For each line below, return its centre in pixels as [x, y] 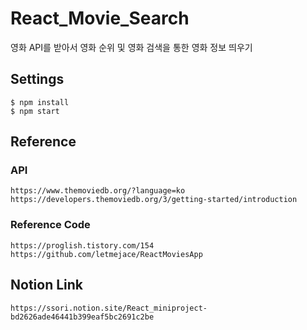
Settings [37, 79]
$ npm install [40, 102]
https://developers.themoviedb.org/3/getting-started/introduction [154, 200]
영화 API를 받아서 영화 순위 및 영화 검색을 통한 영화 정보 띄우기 [131, 47]
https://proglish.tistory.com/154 [82, 245]
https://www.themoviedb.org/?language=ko [98, 191]
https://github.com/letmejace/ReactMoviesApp [106, 254]
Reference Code [50, 225]
